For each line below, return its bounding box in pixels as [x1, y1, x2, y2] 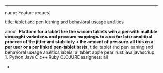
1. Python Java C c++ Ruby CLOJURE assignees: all [5, 55, 108, 60]
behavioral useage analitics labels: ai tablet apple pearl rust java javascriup [5, 49, 155, 55]
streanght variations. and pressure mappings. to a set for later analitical [5, 34, 153, 39]
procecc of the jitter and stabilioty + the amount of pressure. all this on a [5, 39, 154, 44]
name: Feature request [5, 10, 50, 15]
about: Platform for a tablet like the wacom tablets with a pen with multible [5, 29, 158, 34]
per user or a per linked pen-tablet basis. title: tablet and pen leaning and [5, 44, 153, 50]
